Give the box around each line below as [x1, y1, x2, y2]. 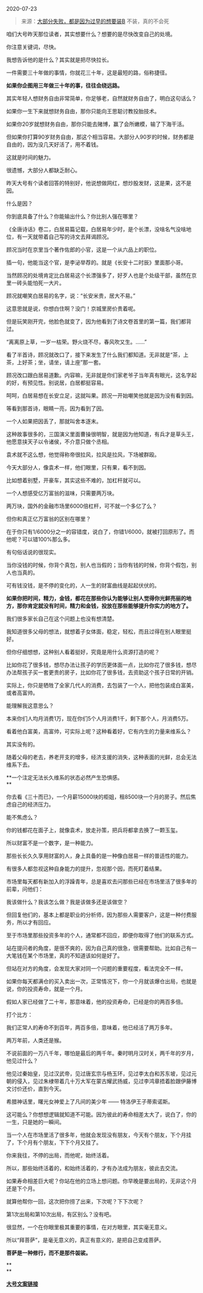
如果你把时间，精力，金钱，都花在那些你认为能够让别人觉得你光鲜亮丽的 [6, 595, 186, 601]
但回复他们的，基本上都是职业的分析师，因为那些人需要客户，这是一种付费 [6, 911, 192, 918]
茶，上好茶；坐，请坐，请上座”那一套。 [6, 359, 105, 365]
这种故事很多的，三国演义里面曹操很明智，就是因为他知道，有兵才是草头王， [6, 431, 197, 437]
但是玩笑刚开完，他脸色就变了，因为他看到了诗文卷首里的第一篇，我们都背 [6, 318, 192, 325]
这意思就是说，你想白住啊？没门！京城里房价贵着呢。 [6, 305, 139, 312]
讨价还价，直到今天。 [11, 1085, 65, 1092]
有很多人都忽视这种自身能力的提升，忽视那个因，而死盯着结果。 [6, 865, 165, 872]
